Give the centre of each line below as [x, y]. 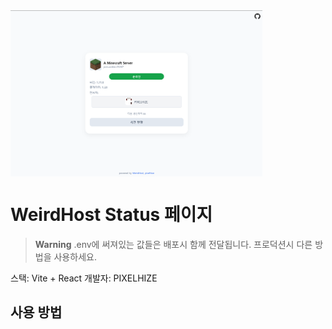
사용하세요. [75, 256]
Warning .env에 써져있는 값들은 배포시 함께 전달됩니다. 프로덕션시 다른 [173, 244]
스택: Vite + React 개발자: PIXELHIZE [84, 278]
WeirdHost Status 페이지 [111, 214]
